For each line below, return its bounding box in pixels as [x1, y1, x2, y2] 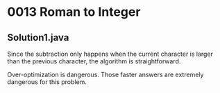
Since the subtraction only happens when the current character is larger [7, 50, 214, 58]
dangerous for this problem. [7, 78, 87, 86]
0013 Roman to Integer [7, 4, 141, 20]
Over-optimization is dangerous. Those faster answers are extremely [7, 70, 204, 79]
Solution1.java [7, 32, 69, 43]
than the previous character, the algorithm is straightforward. [7, 57, 181, 65]
